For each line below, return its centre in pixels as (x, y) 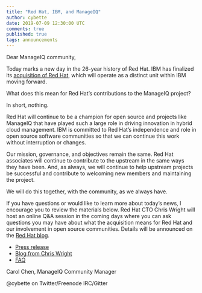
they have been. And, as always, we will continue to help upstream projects (100, 167)
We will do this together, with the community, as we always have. (87, 192)
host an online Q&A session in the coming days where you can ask (89, 216)
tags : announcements (32, 40)
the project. (21, 180)
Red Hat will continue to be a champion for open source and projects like (96, 117)
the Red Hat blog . (28, 235)
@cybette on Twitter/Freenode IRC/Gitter (57, 283)
